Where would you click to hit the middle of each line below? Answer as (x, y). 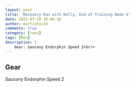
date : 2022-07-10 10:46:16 (33, 19)
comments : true (21, 28)
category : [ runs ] (23, 33)
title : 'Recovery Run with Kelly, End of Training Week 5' (68, 14)
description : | (21, 42)
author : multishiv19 (27, 24)
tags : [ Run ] (17, 38)
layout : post (19, 10)
